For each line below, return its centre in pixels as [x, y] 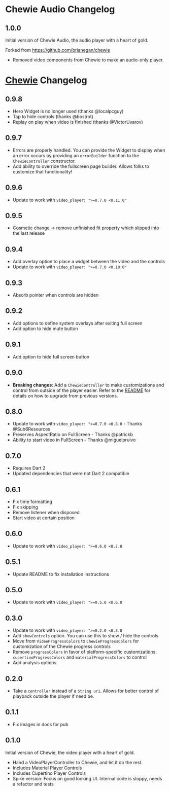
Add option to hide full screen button [51, 356]
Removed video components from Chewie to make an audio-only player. [88, 60]
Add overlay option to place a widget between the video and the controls [89, 262]
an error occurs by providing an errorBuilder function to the [76, 155]
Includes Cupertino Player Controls [49, 773]
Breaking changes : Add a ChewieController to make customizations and [88, 385]
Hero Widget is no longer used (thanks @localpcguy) [68, 111]
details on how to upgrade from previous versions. [65, 395]
